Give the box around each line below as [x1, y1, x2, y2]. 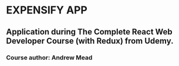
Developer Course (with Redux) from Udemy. [6, 36, 174, 46]
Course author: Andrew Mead [6, 53, 93, 61]
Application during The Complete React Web [6, 27, 173, 37]
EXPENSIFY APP [6, 4, 88, 17]
